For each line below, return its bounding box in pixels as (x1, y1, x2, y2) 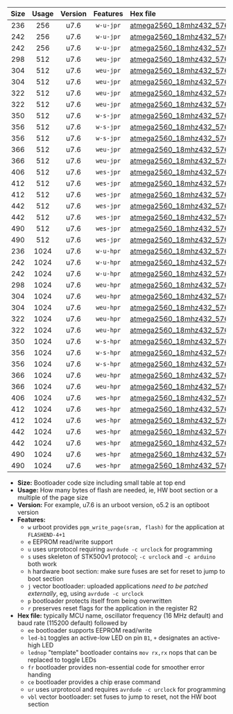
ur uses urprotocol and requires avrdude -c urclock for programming (27, 686, 226, 693)
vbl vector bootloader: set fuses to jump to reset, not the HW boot (27, 692, 217, 701)
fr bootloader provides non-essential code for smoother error (27, 663, 205, 671)
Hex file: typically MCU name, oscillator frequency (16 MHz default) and (17, 611, 224, 620)
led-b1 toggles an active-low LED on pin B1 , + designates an (27, 633, 199, 642)
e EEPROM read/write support (27, 538, 113, 546)
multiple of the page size (17, 493, 89, 501)
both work (27, 560, 58, 568)
